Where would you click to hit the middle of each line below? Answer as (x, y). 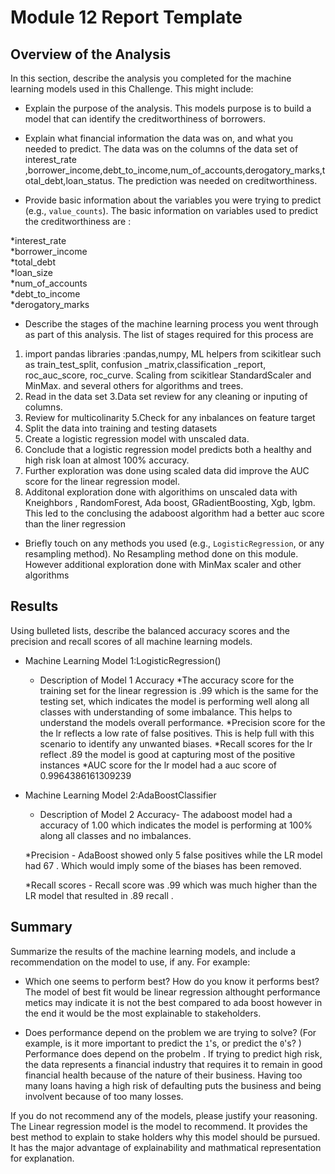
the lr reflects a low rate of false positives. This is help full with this (177, 733)
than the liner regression (75, 524)
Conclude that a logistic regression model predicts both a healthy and (168, 449)
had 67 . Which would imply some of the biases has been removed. (163, 865)
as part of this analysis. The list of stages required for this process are (169, 334)
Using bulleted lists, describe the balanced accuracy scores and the (150, 630)
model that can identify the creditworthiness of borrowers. (145, 119)
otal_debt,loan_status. (70, 180)
